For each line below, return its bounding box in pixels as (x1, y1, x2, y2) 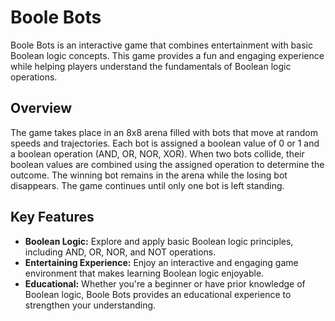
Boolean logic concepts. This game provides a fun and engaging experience (10, 49, 325, 61)
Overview (10, 100, 73, 117)
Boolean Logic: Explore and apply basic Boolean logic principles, (24, 235, 294, 247)
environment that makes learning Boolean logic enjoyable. (24, 267, 265, 279)
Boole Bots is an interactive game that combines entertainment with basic (10, 39, 313, 51)
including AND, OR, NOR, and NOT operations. (24, 246, 217, 258)
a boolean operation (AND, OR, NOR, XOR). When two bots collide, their (10, 147, 305, 160)
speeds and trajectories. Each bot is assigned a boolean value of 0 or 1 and (10, 137, 320, 149)
